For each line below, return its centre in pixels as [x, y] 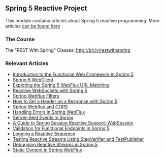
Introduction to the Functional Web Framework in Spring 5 [73, 74]
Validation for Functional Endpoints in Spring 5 [61, 129]
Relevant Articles [27, 64]
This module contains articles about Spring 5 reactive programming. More [82, 20]
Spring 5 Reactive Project [46, 8]
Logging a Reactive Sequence [44, 134]
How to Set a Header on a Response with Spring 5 [65, 102]
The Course [20, 39]
